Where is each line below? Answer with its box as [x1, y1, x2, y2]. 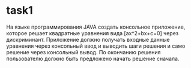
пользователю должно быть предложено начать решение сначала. [6, 55, 180, 62]
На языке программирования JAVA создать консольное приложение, [6, 23, 186, 30]
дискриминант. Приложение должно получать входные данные [6, 36, 170, 43]
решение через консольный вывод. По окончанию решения [6, 48, 161, 55]
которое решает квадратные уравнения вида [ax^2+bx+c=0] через [6, 29, 179, 36]
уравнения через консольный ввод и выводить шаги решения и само [6, 42, 186, 50]
